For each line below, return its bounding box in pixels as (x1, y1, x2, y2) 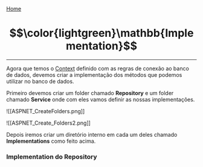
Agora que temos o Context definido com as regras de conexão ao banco (6, 65, 189, 72)
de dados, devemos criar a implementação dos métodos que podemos (6, 71, 182, 78)
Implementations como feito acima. (6, 137, 96, 145)
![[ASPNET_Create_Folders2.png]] (6, 119, 91, 126)
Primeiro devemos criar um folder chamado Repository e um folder (6, 89, 174, 96)
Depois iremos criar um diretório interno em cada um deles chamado (6, 131, 178, 138)
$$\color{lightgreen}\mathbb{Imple (9, 27, 194, 40)
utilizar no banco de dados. (6, 77, 74, 85)
